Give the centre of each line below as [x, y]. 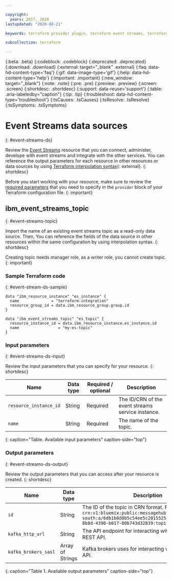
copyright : [17, 14]
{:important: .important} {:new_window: [92, 78]
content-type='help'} [27, 78]
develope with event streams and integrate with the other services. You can [85, 156]
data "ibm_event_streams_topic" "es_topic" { [55, 319]
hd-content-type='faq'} [30, 73]
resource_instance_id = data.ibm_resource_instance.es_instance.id [83, 323]
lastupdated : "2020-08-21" [34, 24]
